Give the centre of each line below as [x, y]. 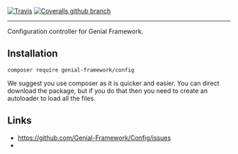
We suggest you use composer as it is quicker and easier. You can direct [113, 83]
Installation [33, 54]
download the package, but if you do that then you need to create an [107, 90]
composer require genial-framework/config [71, 70]
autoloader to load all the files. [51, 98]
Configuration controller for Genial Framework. [75, 31]
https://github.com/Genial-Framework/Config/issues [94, 138]
